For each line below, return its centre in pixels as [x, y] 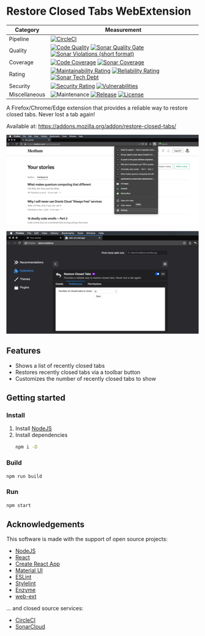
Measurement [123, 30]
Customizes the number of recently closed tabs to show [86, 378]
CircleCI [25, 620]
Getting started [36, 398]
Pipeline [19, 39]
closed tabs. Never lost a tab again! [51, 114]
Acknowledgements [45, 525]
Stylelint [25, 583]
